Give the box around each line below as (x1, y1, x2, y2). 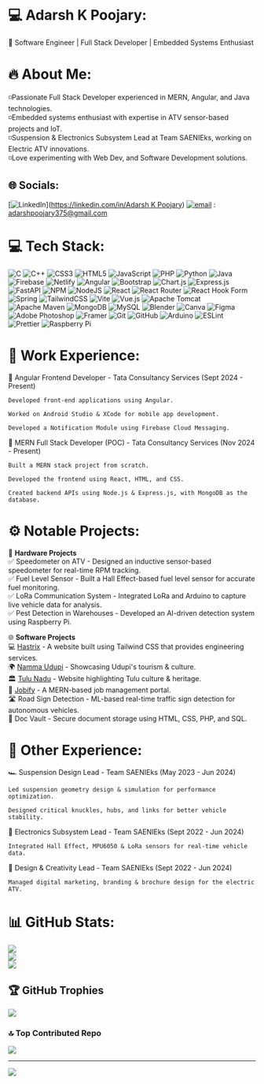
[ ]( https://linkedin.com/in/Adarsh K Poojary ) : (8, 199, 216, 209)
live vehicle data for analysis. (8, 600, 102, 609)
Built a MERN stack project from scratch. (8, 461, 149, 469)
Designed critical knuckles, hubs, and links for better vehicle (8, 806, 226, 814)
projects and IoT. (8, 124, 63, 133)
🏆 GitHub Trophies (8, 983, 104, 997)
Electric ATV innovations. (8, 143, 90, 154)
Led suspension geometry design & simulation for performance (8, 786, 216, 794)
